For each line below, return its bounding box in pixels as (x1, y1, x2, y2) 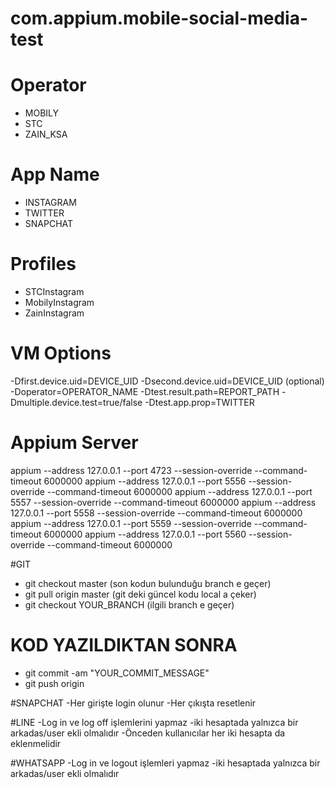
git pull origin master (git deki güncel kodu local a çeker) (24, 588, 257, 600)
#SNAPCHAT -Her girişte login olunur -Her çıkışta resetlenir (10, 697, 257, 709)
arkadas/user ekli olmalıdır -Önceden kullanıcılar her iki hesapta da (10, 727, 286, 739)
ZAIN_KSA (24, 128, 68, 141)
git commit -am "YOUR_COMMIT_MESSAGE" (24, 667, 210, 679)
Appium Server (10, 432, 139, 454)
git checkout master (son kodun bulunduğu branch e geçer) (24, 577, 272, 589)
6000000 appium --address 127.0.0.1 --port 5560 (43, 528, 247, 540)
